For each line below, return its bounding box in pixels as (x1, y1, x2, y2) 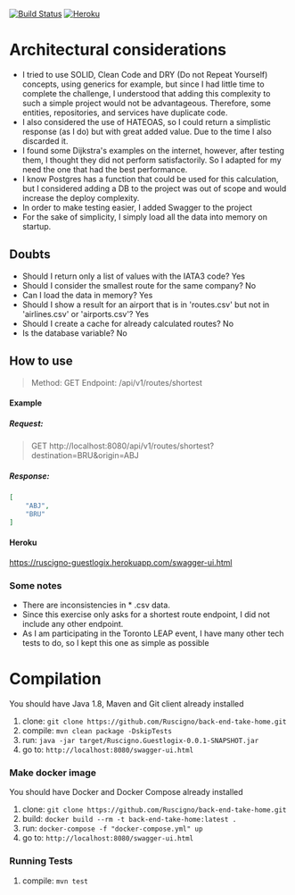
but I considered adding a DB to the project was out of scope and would (21, 183, 287, 194)
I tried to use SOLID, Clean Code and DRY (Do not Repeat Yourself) (21, 69, 268, 79)
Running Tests (9, 855, 73, 867)
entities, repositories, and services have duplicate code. (21, 107, 228, 118)
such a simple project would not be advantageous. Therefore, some (21, 97, 272, 108)
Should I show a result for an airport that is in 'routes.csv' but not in (21, 299, 270, 310)
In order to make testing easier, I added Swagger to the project (21, 202, 252, 213)
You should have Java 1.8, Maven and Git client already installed (9, 698, 244, 709)
